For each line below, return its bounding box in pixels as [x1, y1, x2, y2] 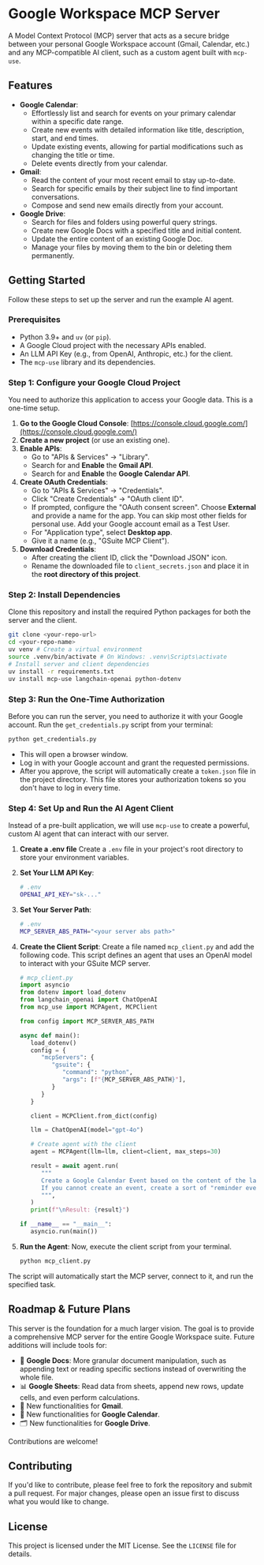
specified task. [8, 1279, 57, 1289]
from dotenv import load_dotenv [19, 988, 126, 997]
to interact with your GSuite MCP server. [19, 958, 151, 968]
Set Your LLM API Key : [19, 868, 95, 878]
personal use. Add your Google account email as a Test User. [31, 519, 230, 529]
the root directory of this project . [31, 570, 140, 579]
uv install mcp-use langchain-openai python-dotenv [8, 675, 181, 683]
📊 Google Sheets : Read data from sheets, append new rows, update [19, 1381, 244, 1391]
